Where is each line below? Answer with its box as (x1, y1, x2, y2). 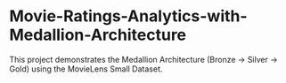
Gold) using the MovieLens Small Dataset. (9, 64, 163, 74)
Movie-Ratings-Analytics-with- (9, 6, 248, 26)
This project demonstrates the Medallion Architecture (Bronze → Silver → (9, 54, 278, 64)
